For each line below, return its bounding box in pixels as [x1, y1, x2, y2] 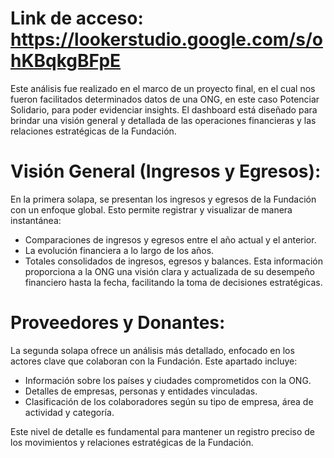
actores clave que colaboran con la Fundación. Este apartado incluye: [10, 355, 298, 367]
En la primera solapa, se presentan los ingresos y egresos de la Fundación [10, 193, 317, 205]
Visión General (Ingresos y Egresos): [10, 160, 322, 183]
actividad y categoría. [24, 406, 115, 418]
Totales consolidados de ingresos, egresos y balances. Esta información [24, 255, 323, 267]
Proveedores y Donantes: [10, 312, 226, 334]
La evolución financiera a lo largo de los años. [24, 244, 215, 256]
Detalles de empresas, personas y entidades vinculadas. [24, 385, 258, 397]
